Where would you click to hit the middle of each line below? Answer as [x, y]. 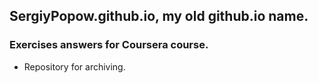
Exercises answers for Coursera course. [109, 45]
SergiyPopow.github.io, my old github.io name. [159, 16]
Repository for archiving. [74, 66]
